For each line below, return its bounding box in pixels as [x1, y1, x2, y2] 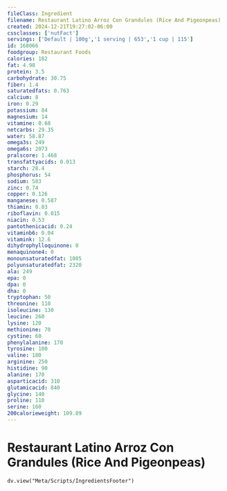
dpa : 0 [7, 281, 26, 288]
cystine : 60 [7, 332, 42, 340]
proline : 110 [7, 397, 45, 404]
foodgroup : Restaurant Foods [7, 49, 91, 56]
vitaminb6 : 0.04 [7, 230, 54, 236]
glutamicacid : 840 [7, 384, 60, 391]
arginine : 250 [7, 359, 48, 365]
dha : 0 [7, 287, 26, 295]
